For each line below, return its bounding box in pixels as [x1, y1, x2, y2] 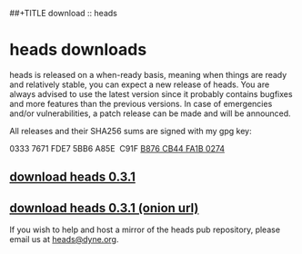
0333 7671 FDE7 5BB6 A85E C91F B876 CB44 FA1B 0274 [9, 142, 226, 153]
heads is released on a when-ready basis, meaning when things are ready [9, 69, 287, 80]
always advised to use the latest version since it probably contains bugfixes [9, 88, 293, 99]
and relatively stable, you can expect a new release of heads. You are [9, 79, 270, 90]
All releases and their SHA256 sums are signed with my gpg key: [9, 125, 252, 136]
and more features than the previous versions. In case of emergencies [9, 98, 273, 109]
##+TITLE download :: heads [9, 8, 118, 18]
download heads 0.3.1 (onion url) [9, 200, 199, 216]
